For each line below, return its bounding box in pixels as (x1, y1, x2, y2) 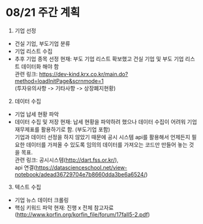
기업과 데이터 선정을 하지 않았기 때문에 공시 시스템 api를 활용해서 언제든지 (14, 133, 191, 140)
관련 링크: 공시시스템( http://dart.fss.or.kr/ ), (14, 156, 119, 164)
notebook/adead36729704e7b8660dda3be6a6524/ (14, 170, 146, 178)
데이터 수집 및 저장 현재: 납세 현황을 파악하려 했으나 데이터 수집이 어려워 (14, 118, 186, 125)
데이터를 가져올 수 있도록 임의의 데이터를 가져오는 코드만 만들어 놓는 (26, 141, 188, 148)
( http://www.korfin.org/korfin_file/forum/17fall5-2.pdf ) (14, 211, 150, 218)
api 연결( (14, 164, 36, 171)
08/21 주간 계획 (6, 5, 80, 20)
